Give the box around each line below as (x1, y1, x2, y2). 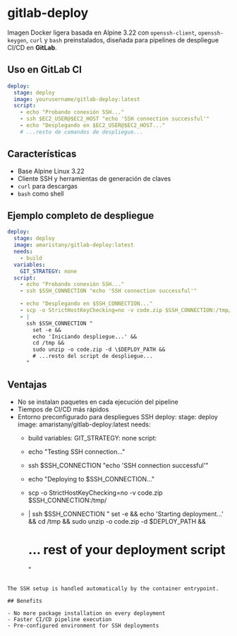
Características (7, 148, 77, 160)
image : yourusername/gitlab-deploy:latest (13, 95, 140, 103)
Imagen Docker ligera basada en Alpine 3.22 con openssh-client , (7, 28, 197, 37)
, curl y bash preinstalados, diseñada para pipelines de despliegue (25, 35, 219, 44)
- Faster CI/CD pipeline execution (7, 616, 112, 623)
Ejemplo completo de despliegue (7, 210, 154, 222)
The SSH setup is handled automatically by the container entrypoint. (7, 584, 219, 592)
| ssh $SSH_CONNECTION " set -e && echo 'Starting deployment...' (28, 510, 224, 518)
